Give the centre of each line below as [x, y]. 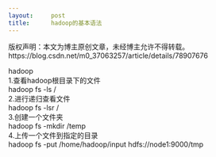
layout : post [37, 15]
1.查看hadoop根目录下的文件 [54, 80]
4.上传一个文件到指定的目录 [53, 135]
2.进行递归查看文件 [39, 98]
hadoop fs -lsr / [34, 107]
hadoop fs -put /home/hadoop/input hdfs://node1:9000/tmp [106, 144]
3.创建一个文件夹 [36, 117]
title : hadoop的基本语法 [55, 23]
